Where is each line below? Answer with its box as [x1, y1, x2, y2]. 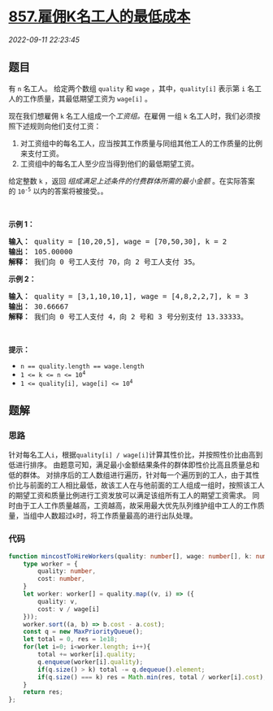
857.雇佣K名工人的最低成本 [8, 7, 191, 26]
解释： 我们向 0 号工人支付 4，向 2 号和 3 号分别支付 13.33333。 [8, 312, 249, 321]
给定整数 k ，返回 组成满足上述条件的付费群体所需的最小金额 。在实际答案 [8, 176, 255, 185]
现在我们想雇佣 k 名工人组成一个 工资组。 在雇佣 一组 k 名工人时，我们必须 [8, 111, 254, 120]
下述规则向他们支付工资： [15, 121, 102, 131]
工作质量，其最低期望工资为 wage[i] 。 [22, 93, 152, 103]
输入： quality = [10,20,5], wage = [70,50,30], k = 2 [8, 236, 227, 246]
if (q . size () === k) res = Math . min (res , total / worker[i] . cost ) [37, 673, 264, 681]
